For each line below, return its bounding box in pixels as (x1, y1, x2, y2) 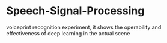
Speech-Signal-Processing (6, 4, 145, 18)
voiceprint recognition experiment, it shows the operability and (6, 24, 162, 31)
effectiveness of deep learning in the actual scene (6, 29, 130, 37)
